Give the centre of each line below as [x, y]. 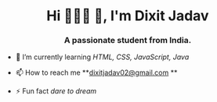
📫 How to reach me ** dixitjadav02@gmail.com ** [96, 72]
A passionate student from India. [128, 40]
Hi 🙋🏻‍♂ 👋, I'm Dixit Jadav [128, 16]
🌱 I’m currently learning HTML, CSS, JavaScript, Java [102, 57]
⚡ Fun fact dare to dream [56, 91]
